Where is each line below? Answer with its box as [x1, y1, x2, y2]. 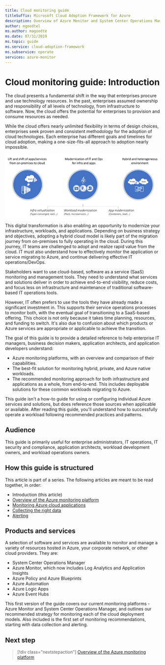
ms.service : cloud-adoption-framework [5, 44, 84, 49]
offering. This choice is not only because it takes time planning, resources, [5, 315, 156, 321]
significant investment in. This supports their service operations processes [5, 304, 156, 310]
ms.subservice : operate [5, 49, 54, 54]
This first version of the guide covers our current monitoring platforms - [5, 601, 150, 607]
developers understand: [5, 345, 54, 351]
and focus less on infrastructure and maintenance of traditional [5, 284, 133, 290]
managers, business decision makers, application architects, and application [5, 340, 160, 346]
